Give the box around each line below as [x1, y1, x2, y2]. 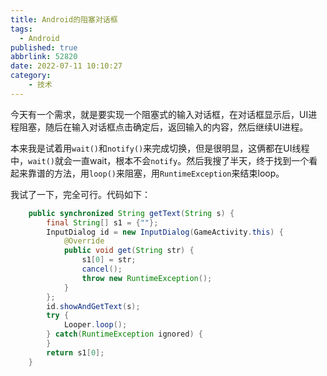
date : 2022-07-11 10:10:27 [10, 61, 123, 71]
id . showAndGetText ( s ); [46, 301, 141, 311]
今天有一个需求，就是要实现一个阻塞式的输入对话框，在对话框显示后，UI [10, 108, 309, 120]
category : [10, 71, 52, 81]
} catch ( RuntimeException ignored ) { [46, 329, 203, 340]
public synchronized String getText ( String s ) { [28, 208, 235, 218]
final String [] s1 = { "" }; [46, 217, 159, 228]
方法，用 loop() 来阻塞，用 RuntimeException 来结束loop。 [53, 167, 285, 179]
